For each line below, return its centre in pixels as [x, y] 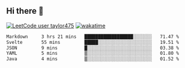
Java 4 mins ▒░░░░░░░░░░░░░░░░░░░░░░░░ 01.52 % [93, 59]
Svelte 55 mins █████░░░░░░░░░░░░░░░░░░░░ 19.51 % [93, 42]
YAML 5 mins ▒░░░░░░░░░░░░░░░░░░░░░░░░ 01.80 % [93, 54]
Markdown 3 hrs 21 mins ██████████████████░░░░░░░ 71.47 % [93, 37]
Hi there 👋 [25, 11]
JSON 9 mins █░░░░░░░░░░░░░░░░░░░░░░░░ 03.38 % [93, 48]
